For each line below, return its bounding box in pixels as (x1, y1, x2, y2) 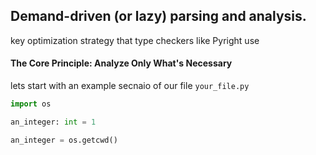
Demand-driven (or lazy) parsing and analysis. (10, 8, 307, 25)
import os (10, 99, 52, 109)
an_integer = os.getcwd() (10, 135, 118, 145)
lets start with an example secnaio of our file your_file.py (10, 80, 250, 92)
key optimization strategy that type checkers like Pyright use (10, 34, 260, 46)
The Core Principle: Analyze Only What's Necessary (10, 57, 233, 69)
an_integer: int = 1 (10, 117, 97, 127)
